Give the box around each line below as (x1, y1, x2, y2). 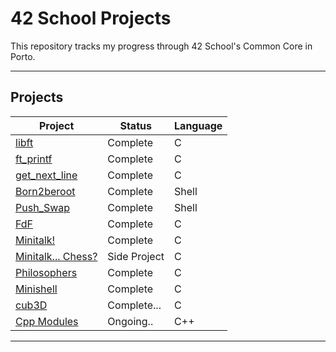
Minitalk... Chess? (15, 249, 98, 263)
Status (119, 118, 152, 132)
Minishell (15, 282, 58, 296)
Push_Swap (15, 200, 71, 214)
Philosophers (15, 265, 78, 279)
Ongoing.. (107, 314, 154, 328)
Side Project (107, 249, 165, 263)
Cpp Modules (15, 314, 79, 328)
